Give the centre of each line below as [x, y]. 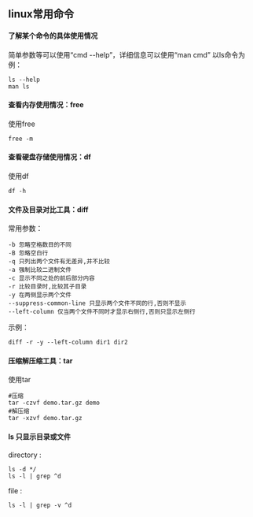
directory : [25, 455]
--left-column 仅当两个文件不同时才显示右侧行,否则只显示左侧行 [102, 312]
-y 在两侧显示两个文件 [40, 295]
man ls [19, 86]
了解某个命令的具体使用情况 [53, 35]
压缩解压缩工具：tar [40, 360]
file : [15, 490]
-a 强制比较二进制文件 [40, 270]
